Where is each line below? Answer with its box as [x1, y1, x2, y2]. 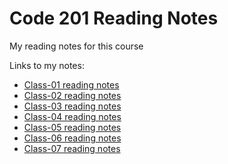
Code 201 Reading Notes [9, 7, 219, 30]
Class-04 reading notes [23, 110, 122, 122]
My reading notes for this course [9, 40, 144, 52]
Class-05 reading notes [23, 121, 122, 133]
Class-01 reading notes [23, 78, 120, 91]
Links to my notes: [9, 59, 85, 71]
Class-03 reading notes [23, 100, 122, 112]
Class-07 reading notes [23, 142, 121, 154]
